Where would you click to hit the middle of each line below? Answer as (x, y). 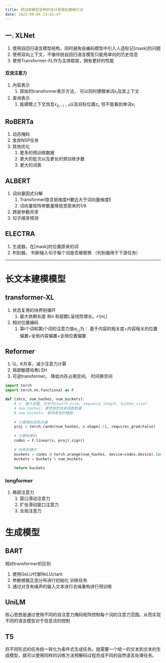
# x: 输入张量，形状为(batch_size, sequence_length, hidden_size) (81, 404)
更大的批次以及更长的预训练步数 (52, 159)
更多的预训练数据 (37, 153)
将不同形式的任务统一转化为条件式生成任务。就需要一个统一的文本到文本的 (81, 649)
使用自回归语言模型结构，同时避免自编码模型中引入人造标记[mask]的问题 (86, 48)
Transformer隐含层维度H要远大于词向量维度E (65, 200)
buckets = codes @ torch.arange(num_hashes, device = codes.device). (85, 454)
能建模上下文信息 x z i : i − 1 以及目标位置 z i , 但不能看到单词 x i (77, 105)
